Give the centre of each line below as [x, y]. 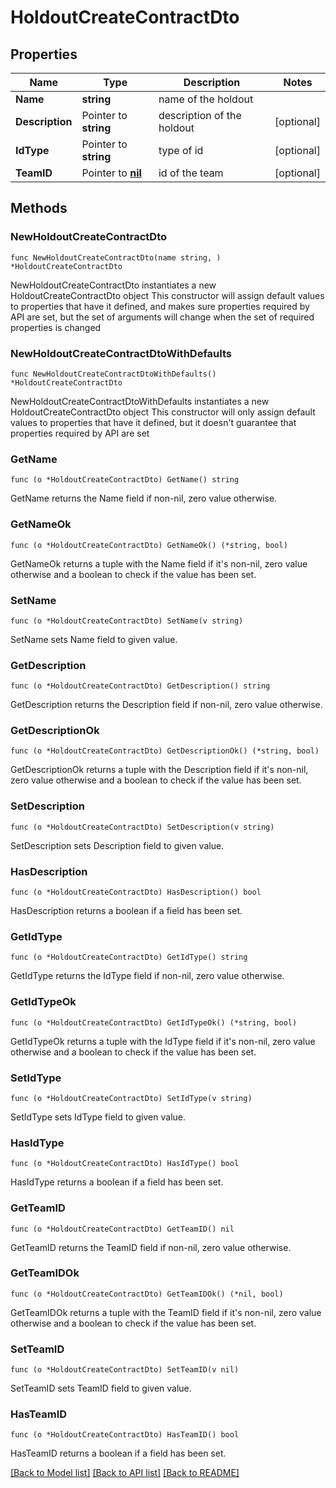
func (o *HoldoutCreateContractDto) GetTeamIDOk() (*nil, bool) [147, 1294]
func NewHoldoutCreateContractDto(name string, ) [116, 257]
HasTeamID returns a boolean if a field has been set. [118, 1453]
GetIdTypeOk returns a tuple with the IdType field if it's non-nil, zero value [163, 1041]
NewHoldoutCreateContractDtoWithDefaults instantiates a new [140, 401]
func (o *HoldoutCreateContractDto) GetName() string [125, 480]
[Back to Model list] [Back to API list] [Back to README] [125, 1473]
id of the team [191, 173]
